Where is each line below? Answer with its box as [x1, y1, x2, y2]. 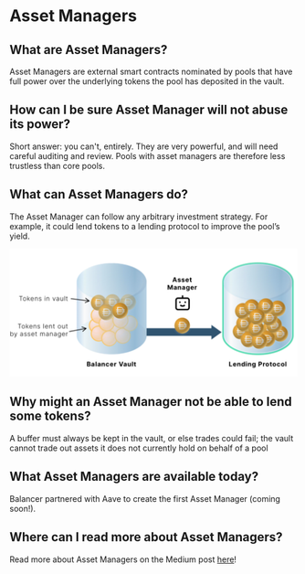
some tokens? [9, 409, 91, 424]
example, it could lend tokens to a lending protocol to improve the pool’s [9, 220, 280, 231]
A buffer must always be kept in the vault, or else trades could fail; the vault [9, 432, 294, 443]
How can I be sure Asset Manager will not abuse [9, 102, 289, 118]
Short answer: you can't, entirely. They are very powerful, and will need [9, 141, 279, 152]
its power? [9, 116, 71, 133]
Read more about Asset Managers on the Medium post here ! [9, 554, 237, 565]
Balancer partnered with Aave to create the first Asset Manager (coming [9, 493, 281, 504]
